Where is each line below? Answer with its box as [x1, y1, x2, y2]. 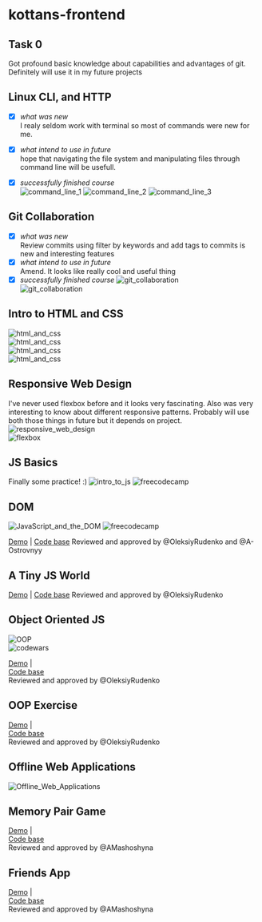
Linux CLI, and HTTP [8, 91, 112, 104]
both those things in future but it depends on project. [8, 415, 182, 425]
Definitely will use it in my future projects [8, 67, 142, 77]
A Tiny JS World [8, 569, 90, 582]
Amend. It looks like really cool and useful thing [19, 266, 176, 276]
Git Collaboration [8, 210, 95, 223]
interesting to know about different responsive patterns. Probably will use [8, 407, 250, 417]
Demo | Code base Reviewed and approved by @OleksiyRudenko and [8, 537, 238, 546]
